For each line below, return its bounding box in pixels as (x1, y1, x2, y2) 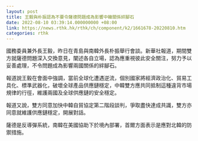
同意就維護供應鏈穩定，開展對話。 (6, 109, 89, 116)
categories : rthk (6, 31, 49, 36)
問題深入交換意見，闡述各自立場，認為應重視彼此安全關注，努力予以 (26, 55, 192, 62)
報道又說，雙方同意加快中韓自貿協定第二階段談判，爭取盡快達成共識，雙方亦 (6, 102, 192, 109)
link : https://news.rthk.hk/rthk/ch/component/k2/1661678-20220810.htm (6, 25, 186, 31)
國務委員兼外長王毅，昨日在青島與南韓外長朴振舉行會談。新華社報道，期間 (6, 48, 187, 55)
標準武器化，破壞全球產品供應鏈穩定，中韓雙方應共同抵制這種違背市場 (21, 82, 192, 89)
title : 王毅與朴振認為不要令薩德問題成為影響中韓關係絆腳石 (6, 14, 134, 20)
